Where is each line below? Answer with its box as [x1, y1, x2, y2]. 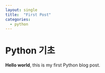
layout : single [5, 7, 38, 13]
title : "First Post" [5, 12, 51, 17]
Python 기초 [5, 45, 55, 56]
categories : [5, 17, 31, 22]
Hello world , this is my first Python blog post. [5, 62, 100, 68]
